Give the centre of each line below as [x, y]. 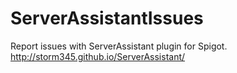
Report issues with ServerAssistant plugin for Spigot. [119, 46]
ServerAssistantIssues [107, 18]
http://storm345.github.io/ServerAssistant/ [98, 56]
